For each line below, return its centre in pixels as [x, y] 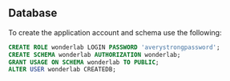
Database [33, 13]
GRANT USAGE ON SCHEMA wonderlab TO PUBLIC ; [84, 62]
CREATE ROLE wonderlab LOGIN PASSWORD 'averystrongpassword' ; [114, 47]
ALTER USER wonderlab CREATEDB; [62, 70]
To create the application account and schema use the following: [115, 32]
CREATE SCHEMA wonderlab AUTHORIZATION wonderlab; [95, 55]
